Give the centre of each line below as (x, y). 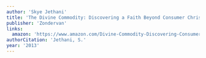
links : (15, 29)
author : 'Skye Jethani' (37, 12)
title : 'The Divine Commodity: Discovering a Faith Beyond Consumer (96, 18)
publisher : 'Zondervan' (37, 23)
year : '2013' (23, 46)
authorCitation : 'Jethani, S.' (46, 40)
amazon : (22, 34)
